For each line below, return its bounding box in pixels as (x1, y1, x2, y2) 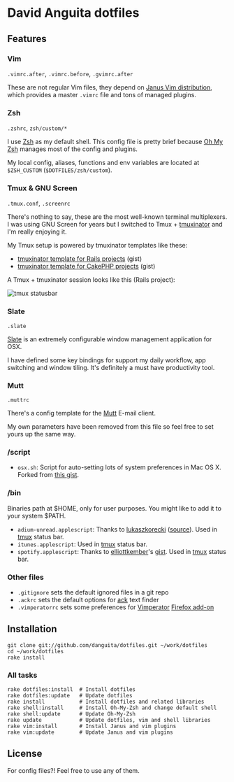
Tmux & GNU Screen (7, 183, 78, 193)
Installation (7, 623, 57, 635)
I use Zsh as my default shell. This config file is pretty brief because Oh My (7, 138, 224, 146)
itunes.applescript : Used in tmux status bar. (17, 540, 148, 548)
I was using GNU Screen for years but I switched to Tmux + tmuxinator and (7, 220, 223, 229)
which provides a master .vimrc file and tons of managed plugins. (7, 90, 197, 99)
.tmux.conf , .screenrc (7, 199, 71, 208)
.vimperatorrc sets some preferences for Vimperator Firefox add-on (17, 603, 214, 611)
